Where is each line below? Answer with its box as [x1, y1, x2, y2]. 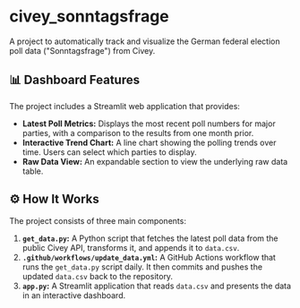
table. [21, 166, 44, 176]
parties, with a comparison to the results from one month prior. [21, 127, 254, 138]
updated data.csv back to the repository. [21, 270, 173, 281]
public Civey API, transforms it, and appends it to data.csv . [21, 242, 240, 252]
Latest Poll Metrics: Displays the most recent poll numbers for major [21, 118, 276, 129]
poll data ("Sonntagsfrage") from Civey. [9, 45, 156, 56]
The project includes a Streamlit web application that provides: [9, 100, 240, 111]
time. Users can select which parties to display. [21, 146, 197, 158]
